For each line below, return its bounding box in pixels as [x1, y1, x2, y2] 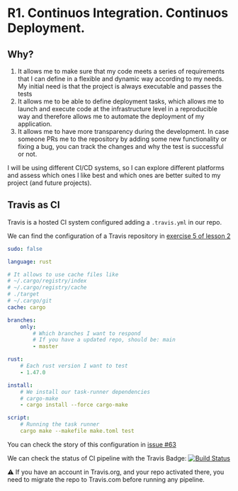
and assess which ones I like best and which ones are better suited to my [7, 171, 221, 179]
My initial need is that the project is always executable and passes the [17, 82, 222, 90]
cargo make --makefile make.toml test [20, 427, 135, 435]
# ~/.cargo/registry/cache [7, 284, 87, 291]
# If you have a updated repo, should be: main [33, 337, 176, 344]
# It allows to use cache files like [7, 271, 119, 278]
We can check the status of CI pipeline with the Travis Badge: [7, 453, 187, 462]
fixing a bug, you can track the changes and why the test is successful [17, 142, 225, 150]
